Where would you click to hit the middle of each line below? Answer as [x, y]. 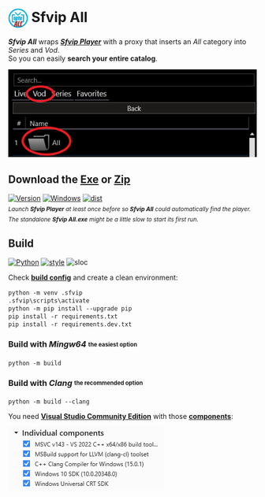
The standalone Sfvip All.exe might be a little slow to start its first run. [103, 219]
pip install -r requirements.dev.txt [70, 325]
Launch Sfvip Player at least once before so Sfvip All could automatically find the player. [129, 209]
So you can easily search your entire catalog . [83, 58]
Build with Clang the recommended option [76, 383]
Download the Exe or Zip [69, 179]
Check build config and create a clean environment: [93, 278]
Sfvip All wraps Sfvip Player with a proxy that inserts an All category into [127, 41]
